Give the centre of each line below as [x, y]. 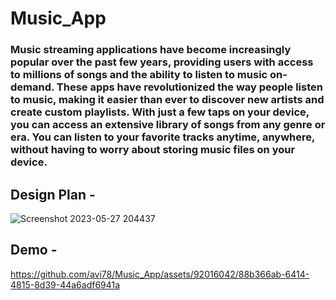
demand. [32, 87]
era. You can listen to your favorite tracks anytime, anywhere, [162, 137]
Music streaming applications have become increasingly [151, 50]
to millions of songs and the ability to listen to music [139, 75]
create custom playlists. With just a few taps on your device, [160, 112]
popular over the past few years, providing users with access [162, 62]
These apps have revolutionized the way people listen [189, 87]
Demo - [34, 250]
